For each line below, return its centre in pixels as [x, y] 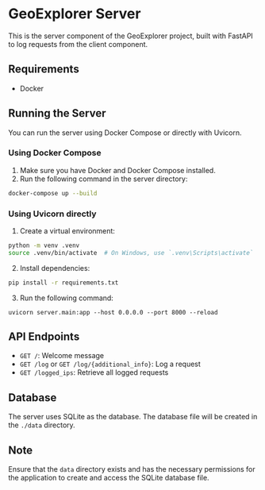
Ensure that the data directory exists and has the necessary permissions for [132, 469]
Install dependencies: [55, 268]
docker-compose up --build [53, 193]
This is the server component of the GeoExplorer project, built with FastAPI [131, 36]
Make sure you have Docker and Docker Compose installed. [117, 170]
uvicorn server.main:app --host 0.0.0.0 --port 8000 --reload [113, 312]
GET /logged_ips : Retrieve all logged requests [94, 372]
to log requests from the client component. [78, 44]
